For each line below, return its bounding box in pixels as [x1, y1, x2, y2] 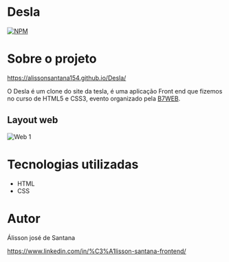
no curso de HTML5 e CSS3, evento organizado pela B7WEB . [7, 94, 181, 102]
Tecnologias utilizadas [7, 156, 139, 172]
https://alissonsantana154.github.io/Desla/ [7, 74, 127, 82]
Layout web [7, 114, 58, 126]
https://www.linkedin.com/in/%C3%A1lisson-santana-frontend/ [7, 247, 187, 255]
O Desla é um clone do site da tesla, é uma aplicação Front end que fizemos [7, 87, 223, 95]
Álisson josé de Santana [7, 233, 76, 241]
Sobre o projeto [7, 51, 97, 67]
